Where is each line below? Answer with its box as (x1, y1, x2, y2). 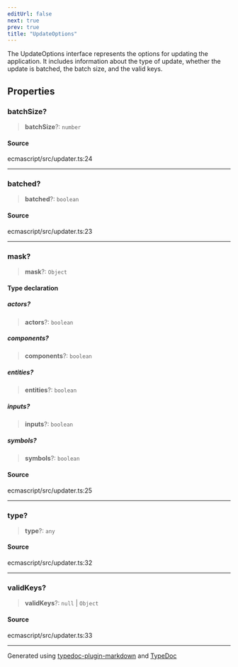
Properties (7, 85, 55, 97)
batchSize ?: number (24, 122, 81, 131)
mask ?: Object (24, 267, 67, 276)
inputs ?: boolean (24, 420, 73, 429)
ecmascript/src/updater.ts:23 (7, 227, 93, 235)
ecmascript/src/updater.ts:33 (7, 631, 93, 639)
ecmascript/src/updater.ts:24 (7, 155, 93, 163)
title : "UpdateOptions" (7, 30, 78, 38)
